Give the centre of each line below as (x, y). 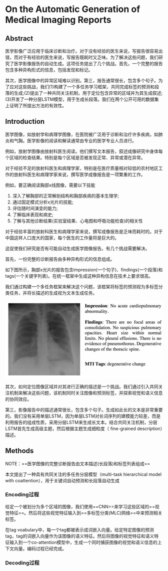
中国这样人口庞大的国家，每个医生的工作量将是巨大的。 (62, 238)
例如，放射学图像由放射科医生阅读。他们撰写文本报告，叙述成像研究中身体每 (84, 151)
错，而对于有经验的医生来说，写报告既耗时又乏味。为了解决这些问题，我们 (82, 57)
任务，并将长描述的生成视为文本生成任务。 (53, 293)
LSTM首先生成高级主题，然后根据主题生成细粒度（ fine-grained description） (84, 428)
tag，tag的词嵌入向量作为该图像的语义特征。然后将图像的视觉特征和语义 (80, 536)
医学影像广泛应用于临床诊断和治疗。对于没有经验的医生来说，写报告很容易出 (84, 51)
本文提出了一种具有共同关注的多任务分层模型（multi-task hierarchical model (83, 474)
